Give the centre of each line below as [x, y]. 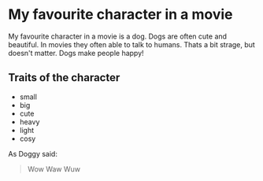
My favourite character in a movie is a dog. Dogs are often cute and [117, 36]
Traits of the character [64, 78]
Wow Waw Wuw [54, 169]
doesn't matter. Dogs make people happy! [76, 53]
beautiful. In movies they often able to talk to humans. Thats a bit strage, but [132, 44]
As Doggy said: [33, 153]
